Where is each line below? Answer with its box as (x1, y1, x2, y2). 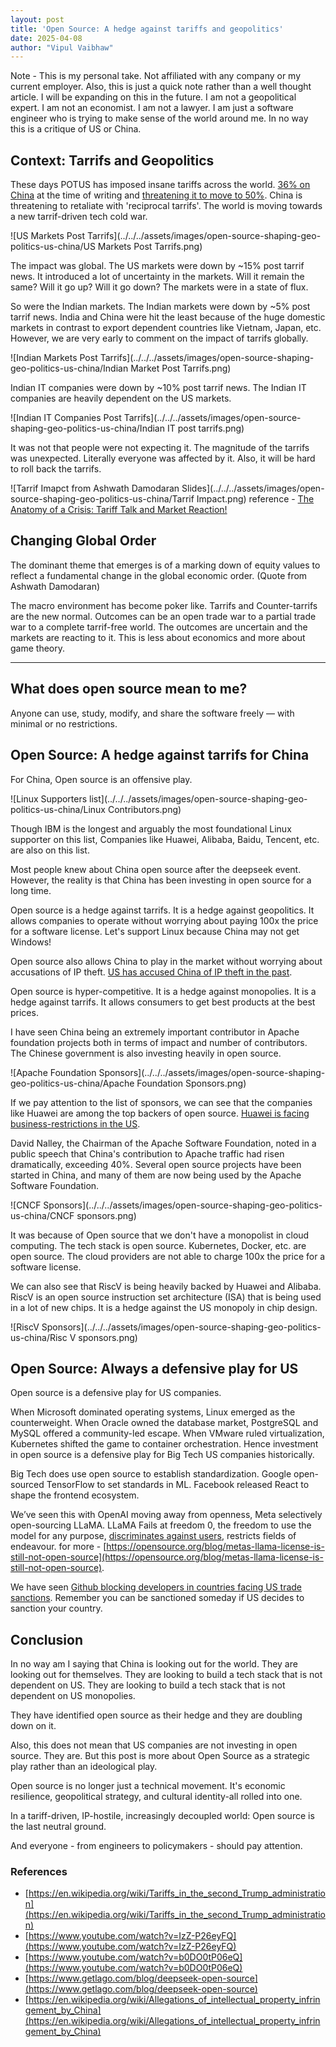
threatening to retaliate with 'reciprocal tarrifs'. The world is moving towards (10, 200, 323, 212)
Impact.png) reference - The (196, 493, 315, 505)
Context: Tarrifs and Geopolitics (10, 152, 215, 169)
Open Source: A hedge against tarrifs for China (10, 747, 310, 764)
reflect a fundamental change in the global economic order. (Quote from (10, 569, 308, 581)
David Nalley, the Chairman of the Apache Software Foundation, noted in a (10, 1137, 317, 1149)
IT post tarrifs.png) (166, 422, 245, 435)
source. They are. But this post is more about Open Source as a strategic (10, 1750, 310, 1762)
